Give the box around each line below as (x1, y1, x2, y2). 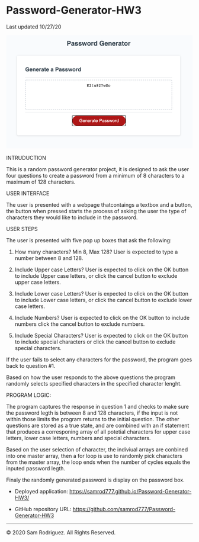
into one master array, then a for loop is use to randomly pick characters (6, 452, 182, 459)
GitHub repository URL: (14, 505, 72, 512)
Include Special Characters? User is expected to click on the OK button (14, 332, 188, 339)
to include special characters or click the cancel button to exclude (14, 338, 176, 345)
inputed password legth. (6, 464, 66, 472)
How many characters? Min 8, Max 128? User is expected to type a (14, 248, 178, 255)
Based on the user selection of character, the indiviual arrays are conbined (6, 445, 188, 453)
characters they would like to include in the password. (6, 214, 138, 221)
